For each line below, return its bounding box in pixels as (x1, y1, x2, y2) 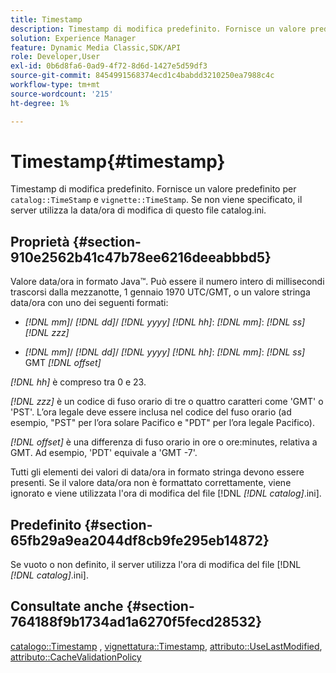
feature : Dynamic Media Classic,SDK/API (10, 42, 182, 53)
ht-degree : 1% (10, 98, 70, 108)
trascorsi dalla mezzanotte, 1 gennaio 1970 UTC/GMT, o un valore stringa (10, 286, 311, 298)
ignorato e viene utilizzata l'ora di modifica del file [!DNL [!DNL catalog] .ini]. (10, 487, 322, 500)
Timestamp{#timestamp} (10, 150, 226, 173)
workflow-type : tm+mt (10, 80, 101, 90)
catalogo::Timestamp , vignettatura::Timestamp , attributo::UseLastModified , (10, 640, 323, 652)
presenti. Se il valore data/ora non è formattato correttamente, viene (10, 477, 292, 489)
